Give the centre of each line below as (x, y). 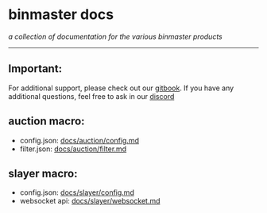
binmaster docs (61, 15)
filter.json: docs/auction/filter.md (73, 149)
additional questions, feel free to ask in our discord (91, 96)
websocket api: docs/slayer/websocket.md (90, 201)
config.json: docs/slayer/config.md (77, 192)
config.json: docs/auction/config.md (79, 140)
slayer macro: (43, 173)
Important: (35, 69)
